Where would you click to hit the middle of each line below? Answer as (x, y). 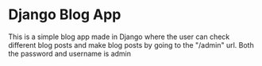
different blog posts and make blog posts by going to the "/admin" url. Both (131, 45)
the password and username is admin (69, 53)
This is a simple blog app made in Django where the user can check (119, 37)
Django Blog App (65, 15)
